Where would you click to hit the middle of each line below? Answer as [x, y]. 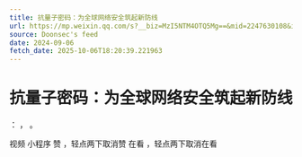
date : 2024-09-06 [42, 43]
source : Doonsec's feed [54, 34]
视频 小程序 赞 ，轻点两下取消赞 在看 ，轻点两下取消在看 [113, 144]
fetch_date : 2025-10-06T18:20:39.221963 [86, 51]
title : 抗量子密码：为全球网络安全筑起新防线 [84, 17]
